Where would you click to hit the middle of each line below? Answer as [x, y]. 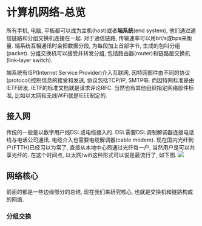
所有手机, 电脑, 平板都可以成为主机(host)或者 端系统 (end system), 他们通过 [99, 30]
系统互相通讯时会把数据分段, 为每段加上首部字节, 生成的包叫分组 [100, 46]
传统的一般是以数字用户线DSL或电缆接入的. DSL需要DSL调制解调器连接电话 [100, 132]
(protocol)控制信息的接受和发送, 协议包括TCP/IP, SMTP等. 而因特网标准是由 [100, 80]
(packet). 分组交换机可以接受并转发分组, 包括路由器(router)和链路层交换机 [98, 53]
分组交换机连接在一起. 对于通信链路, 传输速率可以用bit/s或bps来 [107, 38]
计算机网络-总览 [46, 12]
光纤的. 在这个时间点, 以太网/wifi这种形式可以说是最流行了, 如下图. [94, 155]
